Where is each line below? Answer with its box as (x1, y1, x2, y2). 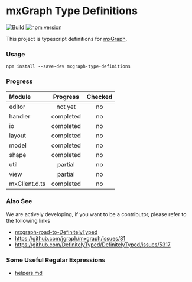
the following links (6, 217, 50, 224)
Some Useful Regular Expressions (6, 256, 106, 264)
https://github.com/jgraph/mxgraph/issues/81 (14, 235, 126, 242)
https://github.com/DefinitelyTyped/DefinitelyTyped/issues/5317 (14, 241, 171, 248)
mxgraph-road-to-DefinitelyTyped (14, 228, 98, 235)
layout (9, 132, 27, 140)
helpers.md (14, 270, 43, 277)
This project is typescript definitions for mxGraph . (6, 35, 128, 42)
